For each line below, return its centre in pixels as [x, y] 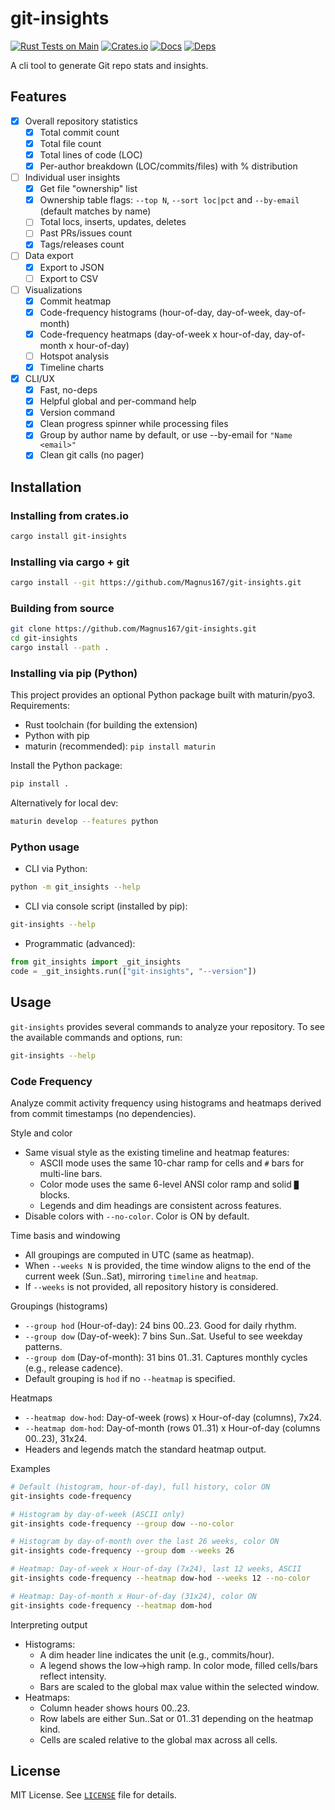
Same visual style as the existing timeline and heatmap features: [157, 1152]
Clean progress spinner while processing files [134, 424]
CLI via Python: [56, 869]
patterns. [43, 1346]
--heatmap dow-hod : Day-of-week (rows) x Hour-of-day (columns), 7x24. [173, 1417]
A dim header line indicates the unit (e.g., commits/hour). [157, 1654]
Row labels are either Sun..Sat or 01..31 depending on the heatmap [176, 1718]
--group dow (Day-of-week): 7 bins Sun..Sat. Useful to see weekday [163, 1336]
